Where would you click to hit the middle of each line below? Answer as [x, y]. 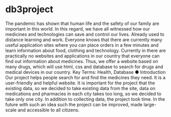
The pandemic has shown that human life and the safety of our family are [82, 23]
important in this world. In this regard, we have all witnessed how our [78, 28]
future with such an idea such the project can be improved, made [74, 104]
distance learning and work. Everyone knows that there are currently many [84, 40]
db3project [29, 9]
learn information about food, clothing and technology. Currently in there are [86, 50]
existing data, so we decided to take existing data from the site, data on [80, 88]
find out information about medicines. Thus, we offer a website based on [82, 61]
